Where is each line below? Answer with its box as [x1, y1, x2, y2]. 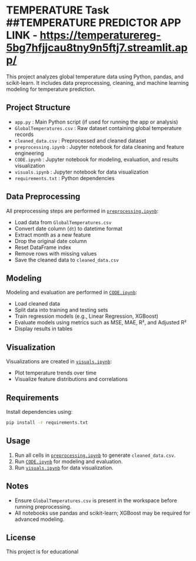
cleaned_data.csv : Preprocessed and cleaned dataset [14, 137, 147, 144]
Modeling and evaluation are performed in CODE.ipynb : [6, 289, 137, 296]
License [6, 532, 36, 542]
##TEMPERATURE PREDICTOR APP [6, 16, 181, 29]
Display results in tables [14, 325, 72, 333]
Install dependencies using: [6, 409, 73, 415]
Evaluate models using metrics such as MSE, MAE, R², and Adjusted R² [14, 319, 187, 326]
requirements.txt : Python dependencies [14, 174, 115, 181]
